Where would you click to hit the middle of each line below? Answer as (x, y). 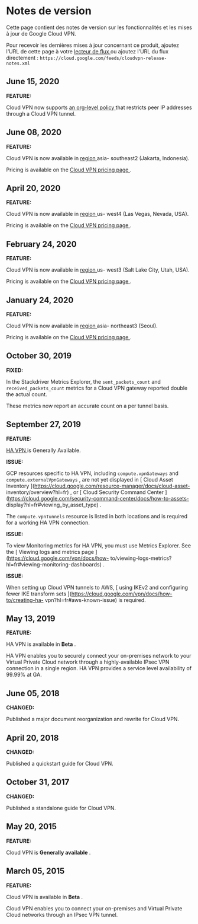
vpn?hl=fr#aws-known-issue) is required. (95, 600)
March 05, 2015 (35, 871)
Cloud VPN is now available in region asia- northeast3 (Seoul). (82, 326)
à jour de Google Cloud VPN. (41, 33)
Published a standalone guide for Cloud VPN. (61, 808)
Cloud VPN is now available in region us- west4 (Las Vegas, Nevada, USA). (98, 214)
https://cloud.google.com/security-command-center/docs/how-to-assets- (98, 498)
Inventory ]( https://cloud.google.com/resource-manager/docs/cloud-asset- (98, 486)
